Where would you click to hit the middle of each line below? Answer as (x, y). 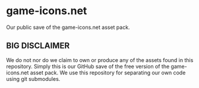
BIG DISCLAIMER (38, 46)
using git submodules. (33, 79)
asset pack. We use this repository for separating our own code (108, 73)
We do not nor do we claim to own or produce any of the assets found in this (100, 60)
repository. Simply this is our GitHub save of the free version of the (88, 66)
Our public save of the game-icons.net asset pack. (68, 27)
